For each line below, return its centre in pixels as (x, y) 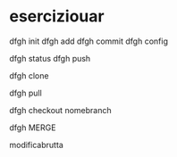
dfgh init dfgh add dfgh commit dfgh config (88, 41)
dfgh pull (25, 93)
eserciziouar (57, 17)
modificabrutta (37, 145)
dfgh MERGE (33, 128)
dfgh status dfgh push (50, 58)
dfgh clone (29, 75)
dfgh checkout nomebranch (60, 110)
